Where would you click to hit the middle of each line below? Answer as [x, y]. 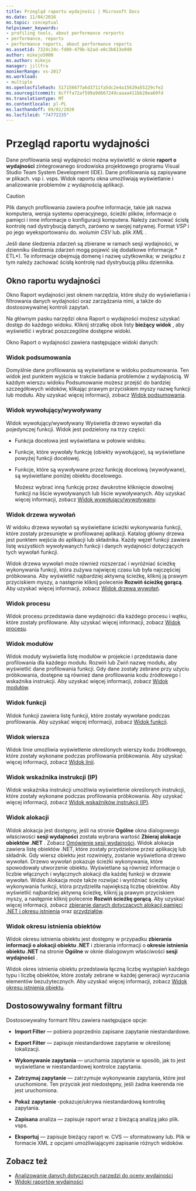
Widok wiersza [28, 736]
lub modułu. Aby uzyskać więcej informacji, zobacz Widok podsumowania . [96, 395]
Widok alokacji [27, 818]
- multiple [19, 82]
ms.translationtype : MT [35, 98]
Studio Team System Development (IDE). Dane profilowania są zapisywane [96, 173]
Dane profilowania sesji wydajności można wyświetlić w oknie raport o [91, 160]
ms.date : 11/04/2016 [31, 17]
